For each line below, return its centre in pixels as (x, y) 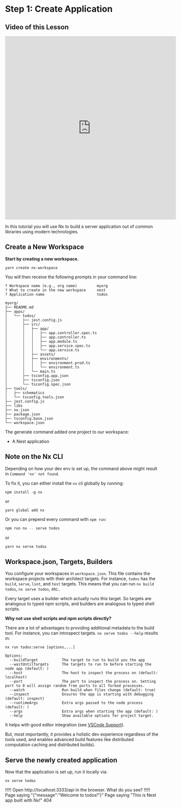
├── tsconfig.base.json (29, 418)
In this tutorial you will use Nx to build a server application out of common (79, 226)
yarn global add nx (25, 510)
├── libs (14, 405)
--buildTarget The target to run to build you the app (77, 660)
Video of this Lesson (37, 27)
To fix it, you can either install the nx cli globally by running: (64, 483)
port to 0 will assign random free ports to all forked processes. (75, 686)
